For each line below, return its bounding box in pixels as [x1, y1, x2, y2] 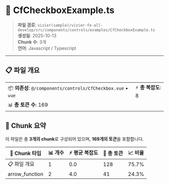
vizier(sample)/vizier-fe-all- [37, 23, 103, 28]
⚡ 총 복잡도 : [135, 84, 161, 91]
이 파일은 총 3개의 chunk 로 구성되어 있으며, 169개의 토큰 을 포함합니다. [5, 136, 144, 142]
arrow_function [8, 170, 44, 177]
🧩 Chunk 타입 [10, 150, 42, 157]
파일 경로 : [17, 22, 37, 28]
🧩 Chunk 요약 [5, 121, 46, 130]
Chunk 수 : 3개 [17, 39, 47, 45]
